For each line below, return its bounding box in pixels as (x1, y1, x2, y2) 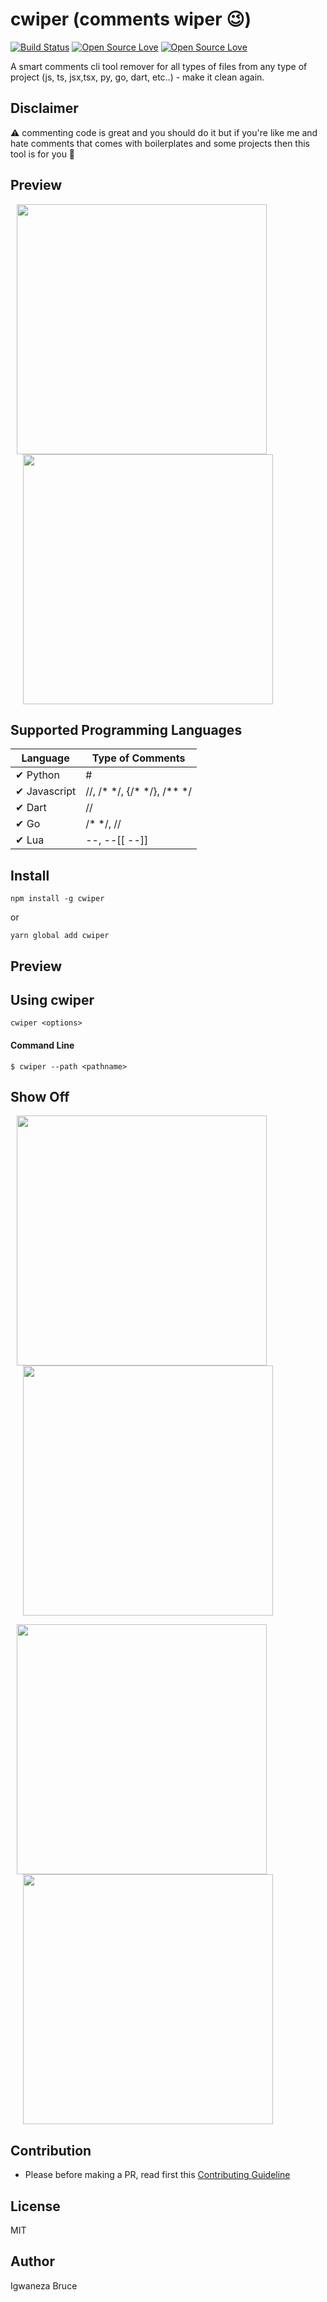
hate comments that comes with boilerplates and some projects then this (10, 137, 310, 149)
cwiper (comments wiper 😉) (10, 8, 252, 31)
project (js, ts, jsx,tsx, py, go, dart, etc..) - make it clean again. (10, 71, 265, 83)
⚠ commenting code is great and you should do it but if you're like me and (10, 126, 318, 138)
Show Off (10, 1088, 70, 1105)
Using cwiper (10, 991, 95, 1008)
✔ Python (15, 768, 60, 782)
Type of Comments (91, 751, 186, 765)
